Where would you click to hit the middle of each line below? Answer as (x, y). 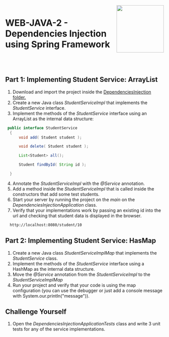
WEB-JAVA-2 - (37, 23)
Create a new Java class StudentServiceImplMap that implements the (84, 253)
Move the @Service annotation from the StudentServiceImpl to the (81, 274)
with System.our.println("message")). (51, 296)
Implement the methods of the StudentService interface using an (79, 113)
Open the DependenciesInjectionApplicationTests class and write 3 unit (87, 324)
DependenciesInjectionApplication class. (55, 205)
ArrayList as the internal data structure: (53, 119)
